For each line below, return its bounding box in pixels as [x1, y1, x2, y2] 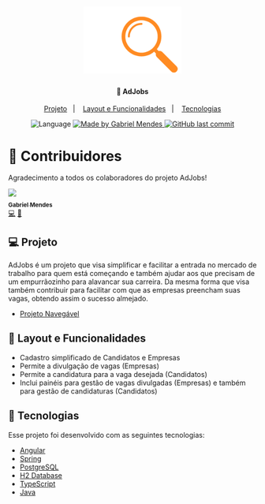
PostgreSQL [19, 462, 59, 472]
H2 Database [19, 470, 63, 480]
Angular [19, 445, 46, 455]
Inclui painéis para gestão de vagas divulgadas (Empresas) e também [19, 378, 246, 387]
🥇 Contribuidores [8, 147, 122, 165]
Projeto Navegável [19, 308, 80, 318]
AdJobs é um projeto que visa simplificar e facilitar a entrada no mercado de [8, 259, 257, 270]
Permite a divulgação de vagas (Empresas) [19, 361, 159, 371]
